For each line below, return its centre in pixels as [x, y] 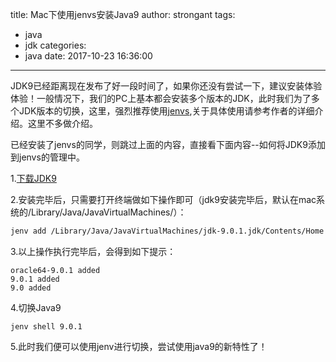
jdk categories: [55, 45]
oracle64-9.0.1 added [55, 270]
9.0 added [31, 288]
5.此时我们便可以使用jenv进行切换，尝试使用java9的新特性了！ [139, 346]
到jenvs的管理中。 [47, 157]
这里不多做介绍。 [62, 123]
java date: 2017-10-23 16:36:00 [88, 56]
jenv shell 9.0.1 [46, 326]
